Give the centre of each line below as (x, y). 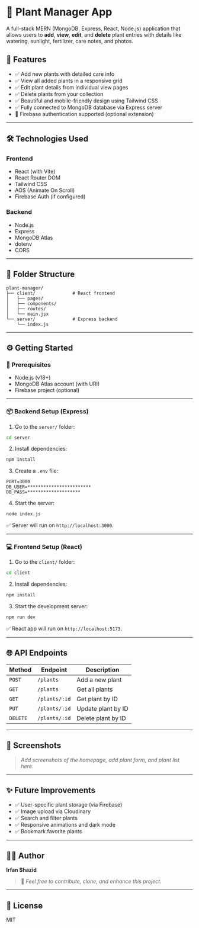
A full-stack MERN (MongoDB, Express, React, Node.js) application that (93, 28)
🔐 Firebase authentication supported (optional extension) (84, 114)
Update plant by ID (102, 708)
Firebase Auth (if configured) (50, 197)
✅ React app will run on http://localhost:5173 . (64, 629)
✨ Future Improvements (51, 790)
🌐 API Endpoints (37, 653)
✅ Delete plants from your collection (59, 94)
